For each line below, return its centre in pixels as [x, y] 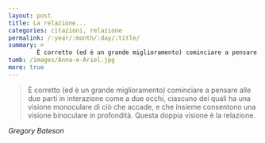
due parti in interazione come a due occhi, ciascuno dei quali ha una [139, 98]
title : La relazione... [48, 23]
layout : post [30, 15]
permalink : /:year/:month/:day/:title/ [74, 38]
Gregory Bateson [36, 130]
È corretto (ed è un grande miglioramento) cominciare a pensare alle [139, 90]
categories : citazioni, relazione [65, 30]
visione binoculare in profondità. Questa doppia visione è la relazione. [142, 115]
